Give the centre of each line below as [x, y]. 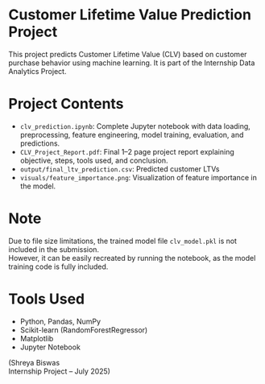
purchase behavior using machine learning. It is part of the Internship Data [132, 63]
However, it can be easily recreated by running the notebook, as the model [132, 258]
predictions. [40, 143]
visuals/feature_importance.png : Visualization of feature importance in [139, 177]
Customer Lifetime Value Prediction [130, 15]
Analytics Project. [37, 71]
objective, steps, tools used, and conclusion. [94, 160]
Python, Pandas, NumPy [60, 321]
